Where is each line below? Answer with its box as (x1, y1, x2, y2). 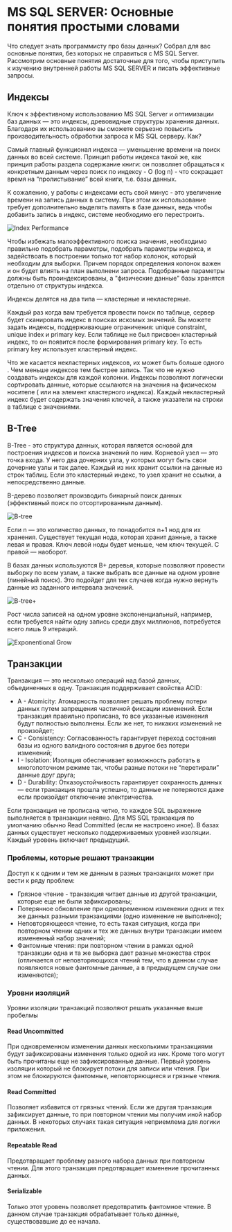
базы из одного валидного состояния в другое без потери (17, 741, 190, 750)
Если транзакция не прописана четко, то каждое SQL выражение (7, 807, 202, 815)
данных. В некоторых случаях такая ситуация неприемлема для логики (7, 1118, 220, 1126)
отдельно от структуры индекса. (7, 281, 104, 290)
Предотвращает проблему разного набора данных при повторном (7, 1156, 206, 1165)
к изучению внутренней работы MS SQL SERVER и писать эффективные (7, 64, 220, 72)
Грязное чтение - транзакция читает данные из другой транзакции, (17, 890, 217, 898)
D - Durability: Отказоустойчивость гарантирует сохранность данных (17, 778, 222, 786)
